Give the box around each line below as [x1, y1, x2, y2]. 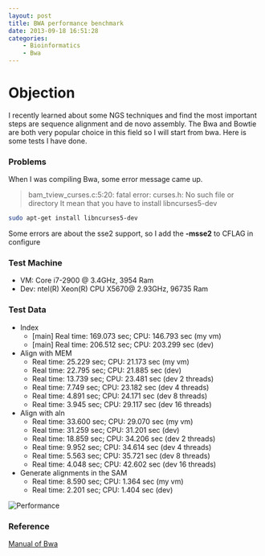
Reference [8, 521, 50, 532]
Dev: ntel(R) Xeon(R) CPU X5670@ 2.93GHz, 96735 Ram [19, 284, 209, 294]
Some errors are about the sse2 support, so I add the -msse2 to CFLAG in [8, 229, 254, 238]
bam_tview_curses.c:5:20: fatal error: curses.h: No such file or [27, 190, 234, 200]
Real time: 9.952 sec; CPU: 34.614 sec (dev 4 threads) [31, 442, 212, 451]
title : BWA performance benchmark [8, 19, 124, 27]
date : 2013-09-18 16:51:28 [8, 27, 99, 35]
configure [8, 237, 41, 247]
